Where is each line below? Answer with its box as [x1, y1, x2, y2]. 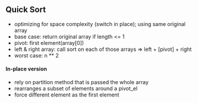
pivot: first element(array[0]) [14, 39, 84, 46]
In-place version [5, 65, 47, 73]
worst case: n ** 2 [14, 51, 59, 59]
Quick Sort [5, 5, 46, 15]
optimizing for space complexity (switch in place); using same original [14, 20, 186, 27]
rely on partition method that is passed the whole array [14, 79, 149, 86]
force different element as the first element [14, 91, 120, 98]
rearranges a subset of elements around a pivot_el [14, 85, 138, 92]
